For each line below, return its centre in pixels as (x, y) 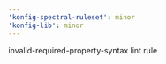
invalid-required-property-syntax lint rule (83, 50)
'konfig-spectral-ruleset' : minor (72, 17)
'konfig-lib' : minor (46, 25)
